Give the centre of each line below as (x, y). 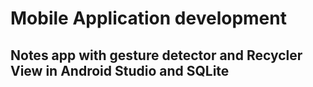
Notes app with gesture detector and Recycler (156, 55)
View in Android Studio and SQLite (120, 70)
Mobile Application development (148, 18)
